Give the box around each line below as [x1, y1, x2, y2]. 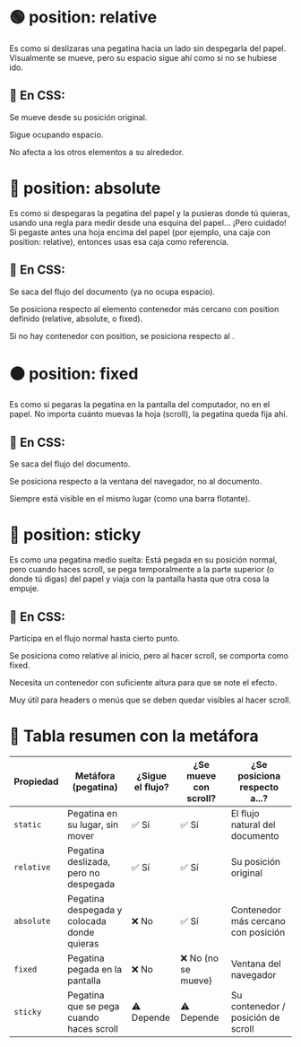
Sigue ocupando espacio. [9, 129, 104, 140]
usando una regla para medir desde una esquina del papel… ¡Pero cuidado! [9, 217, 287, 228]
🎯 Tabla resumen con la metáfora [9, 726, 259, 746]
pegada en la [66, 963, 123, 975]
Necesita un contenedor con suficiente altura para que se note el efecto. [9, 677, 278, 687]
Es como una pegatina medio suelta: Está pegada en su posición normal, [9, 554, 278, 565]
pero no [66, 867, 100, 879]
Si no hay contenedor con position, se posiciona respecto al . [9, 330, 235, 341]
